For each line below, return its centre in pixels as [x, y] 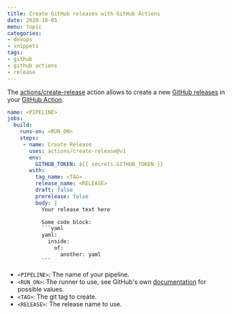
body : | [46, 203]
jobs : [15, 119]
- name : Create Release [57, 144]
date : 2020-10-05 [32, 20]
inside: [59, 241]
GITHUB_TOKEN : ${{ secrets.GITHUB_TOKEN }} [99, 164]
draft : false [54, 190]
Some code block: [67, 222]
